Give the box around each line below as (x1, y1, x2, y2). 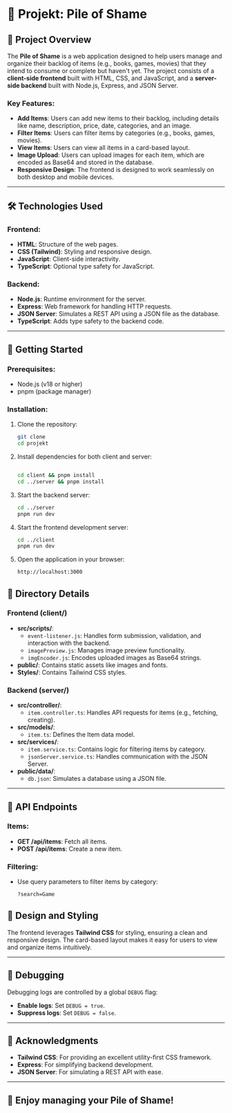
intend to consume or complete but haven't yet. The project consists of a (7, 67, 215, 75)
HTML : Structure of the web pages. (17, 240, 119, 248)
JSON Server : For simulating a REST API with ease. (17, 1068, 164, 1076)
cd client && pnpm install (17, 472, 95, 479)
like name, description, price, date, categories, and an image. (17, 122, 192, 130)
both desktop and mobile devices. (17, 173, 114, 182)
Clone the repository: (17, 420, 78, 429)
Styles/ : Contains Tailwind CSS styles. (17, 668, 127, 676)
